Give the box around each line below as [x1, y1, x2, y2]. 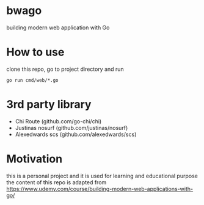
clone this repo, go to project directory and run [6, 65, 124, 73]
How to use [6, 45, 65, 59]
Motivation [6, 152, 63, 165]
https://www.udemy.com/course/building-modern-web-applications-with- [6, 185, 194, 192]
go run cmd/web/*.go [6, 77, 59, 83]
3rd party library [6, 98, 92, 112]
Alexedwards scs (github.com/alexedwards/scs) [15, 131, 137, 138]
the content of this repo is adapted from [6, 178, 107, 186]
